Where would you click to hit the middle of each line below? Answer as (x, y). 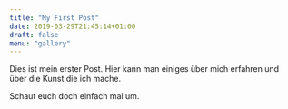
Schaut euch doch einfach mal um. (74, 96)
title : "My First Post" (55, 18)
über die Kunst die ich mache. (65, 79)
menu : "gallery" (40, 43)
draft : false (34, 35)
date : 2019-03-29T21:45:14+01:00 (73, 26)
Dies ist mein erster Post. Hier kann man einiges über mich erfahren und (144, 69)
